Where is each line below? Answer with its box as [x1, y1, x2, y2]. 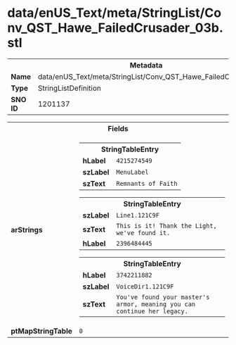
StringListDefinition [37, 83, 102, 93]
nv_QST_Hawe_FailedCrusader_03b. [7, 20, 223, 36]
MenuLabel [115, 168, 149, 176]
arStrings [11, 225, 44, 234]
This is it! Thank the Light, [115, 222, 218, 230]
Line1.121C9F [115, 211, 160, 219]
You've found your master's [115, 293, 210, 301]
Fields [107, 123, 129, 133]
